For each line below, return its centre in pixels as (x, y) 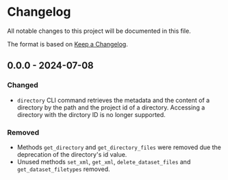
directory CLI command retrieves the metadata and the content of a (113, 100)
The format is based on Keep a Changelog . (67, 44)
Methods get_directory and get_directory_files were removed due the (119, 147)
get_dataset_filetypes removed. (64, 169)
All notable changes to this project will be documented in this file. (99, 31)
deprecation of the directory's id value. (72, 154)
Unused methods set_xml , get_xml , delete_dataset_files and (104, 162)
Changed (23, 85)
